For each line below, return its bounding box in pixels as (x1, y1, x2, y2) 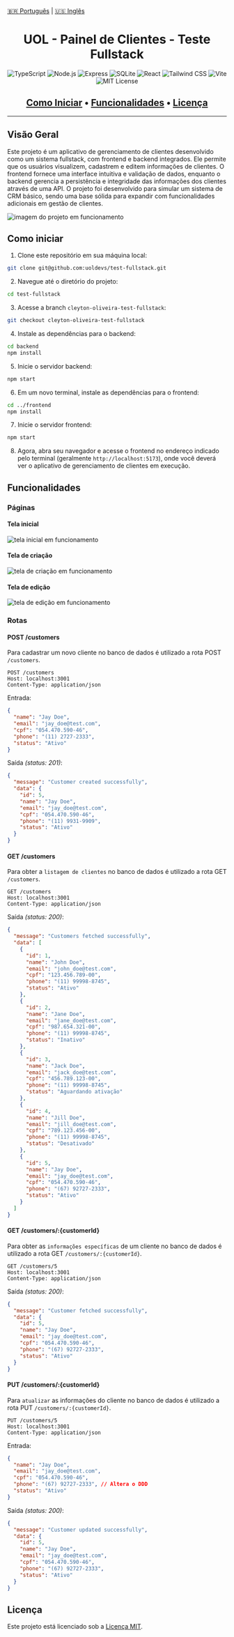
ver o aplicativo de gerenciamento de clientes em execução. (17, 461, 191, 470)
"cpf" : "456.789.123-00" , (25, 1075, 101, 1082)
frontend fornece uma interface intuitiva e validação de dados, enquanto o (7, 169, 221, 178)
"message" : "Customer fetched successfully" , (13, 1307, 148, 1314)
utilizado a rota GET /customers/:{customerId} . (7, 1249, 142, 1257)
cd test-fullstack (7, 291, 61, 298)
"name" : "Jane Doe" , (25, 1010, 86, 1017)
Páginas (7, 502, 36, 512)
